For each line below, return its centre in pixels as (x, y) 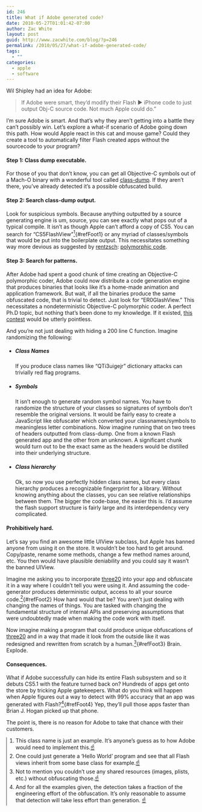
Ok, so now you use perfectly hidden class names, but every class (97, 482)
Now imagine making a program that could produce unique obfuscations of (99, 630)
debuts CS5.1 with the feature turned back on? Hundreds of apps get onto (98, 684)
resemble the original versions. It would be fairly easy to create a (95, 414)
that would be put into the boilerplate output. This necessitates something (98, 240)
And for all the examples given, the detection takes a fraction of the (99, 787)
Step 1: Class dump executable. (46, 160)
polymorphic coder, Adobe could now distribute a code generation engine (98, 280)
